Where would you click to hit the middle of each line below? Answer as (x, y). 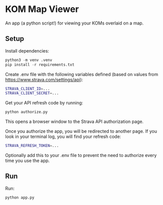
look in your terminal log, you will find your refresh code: (63, 136)
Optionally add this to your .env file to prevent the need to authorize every (81, 155)
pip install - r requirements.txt (40, 64)
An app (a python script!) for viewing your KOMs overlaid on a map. (74, 23)
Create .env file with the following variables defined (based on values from (82, 74)
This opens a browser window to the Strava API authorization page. (74, 121)
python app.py (20, 197)
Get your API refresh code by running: (44, 103)
